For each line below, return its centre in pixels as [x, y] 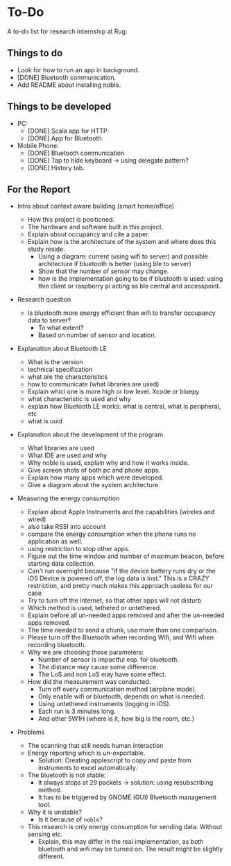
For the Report [39, 189]
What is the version [55, 362]
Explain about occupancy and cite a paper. [88, 234]
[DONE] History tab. [56, 168]
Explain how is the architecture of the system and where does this [122, 242]
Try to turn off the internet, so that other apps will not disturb [114, 601]
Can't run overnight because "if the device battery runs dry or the [121, 571]
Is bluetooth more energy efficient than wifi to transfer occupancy [122, 313]
